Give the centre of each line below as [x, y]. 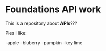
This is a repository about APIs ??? [41, 23]
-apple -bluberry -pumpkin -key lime [44, 43]
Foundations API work [53, 9]
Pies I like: [16, 33]
